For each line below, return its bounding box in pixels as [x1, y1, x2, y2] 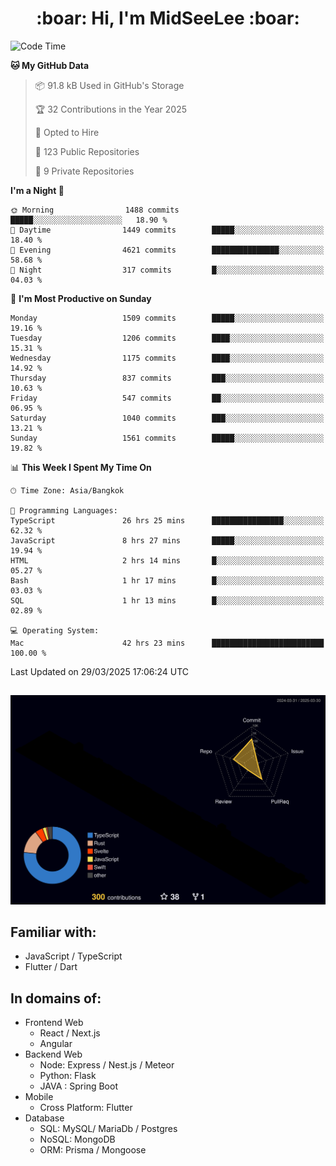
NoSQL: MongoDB [39, 1133, 116, 1146]
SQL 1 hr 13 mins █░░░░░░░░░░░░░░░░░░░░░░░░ [10, 595, 325, 606]
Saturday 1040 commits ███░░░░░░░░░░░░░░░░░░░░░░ [10, 413, 325, 423]
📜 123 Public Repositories [34, 145, 140, 157]
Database [24, 1112, 65, 1124]
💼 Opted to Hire [34, 126, 100, 138]
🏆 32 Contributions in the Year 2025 [34, 103, 187, 115]
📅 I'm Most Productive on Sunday [10, 292, 152, 304]
